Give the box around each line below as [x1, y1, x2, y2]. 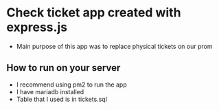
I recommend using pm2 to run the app [16, 80, 128, 89]
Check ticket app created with [6, 5, 181, 21]
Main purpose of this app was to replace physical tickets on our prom [16, 42, 213, 50]
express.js [6, 19, 68, 35]
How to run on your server [6, 62, 121, 74]
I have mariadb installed [16, 87, 84, 96]
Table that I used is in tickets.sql [16, 95, 108, 103]
